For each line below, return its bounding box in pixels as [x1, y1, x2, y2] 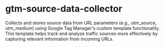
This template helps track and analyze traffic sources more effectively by [5, 30, 158, 36]
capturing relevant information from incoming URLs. [5, 36, 114, 42]
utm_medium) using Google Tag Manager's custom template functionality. [5, 25, 160, 31]
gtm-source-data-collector [5, 3, 123, 15]
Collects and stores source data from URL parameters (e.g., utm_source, [5, 20, 157, 26]
